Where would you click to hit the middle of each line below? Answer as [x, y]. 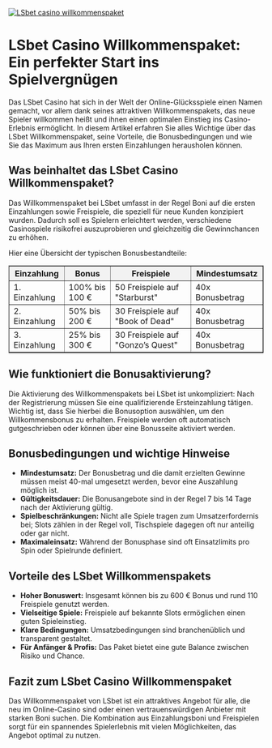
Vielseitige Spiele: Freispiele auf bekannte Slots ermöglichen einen [132, 613]
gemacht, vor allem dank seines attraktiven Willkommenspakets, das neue [132, 110]
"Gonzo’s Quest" [146, 344]
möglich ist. [39, 490]
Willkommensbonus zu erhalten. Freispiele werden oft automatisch [119, 419]
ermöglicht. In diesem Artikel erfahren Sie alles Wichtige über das [147, 128]
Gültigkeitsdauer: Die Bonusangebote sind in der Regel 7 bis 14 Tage [136, 499]
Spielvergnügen [64, 80]
